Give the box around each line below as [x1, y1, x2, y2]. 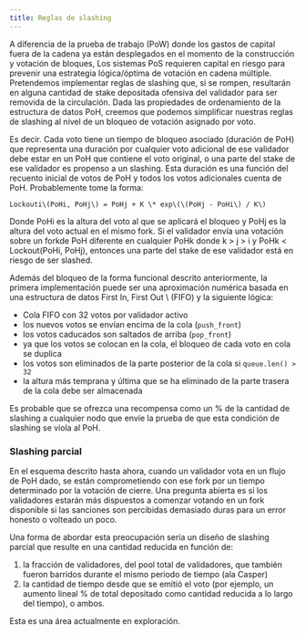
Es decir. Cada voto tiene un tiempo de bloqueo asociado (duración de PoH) [9, 133, 295, 144]
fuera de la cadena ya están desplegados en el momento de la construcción [9, 47, 295, 59]
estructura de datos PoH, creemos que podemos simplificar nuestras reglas [9, 106, 294, 117]
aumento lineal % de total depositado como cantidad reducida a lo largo [22, 587, 293, 598]
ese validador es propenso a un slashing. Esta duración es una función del [9, 162, 289, 173]
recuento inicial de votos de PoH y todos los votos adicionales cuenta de [9, 172, 282, 183]
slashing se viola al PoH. [9, 421, 101, 433]
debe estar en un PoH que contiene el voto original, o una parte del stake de [9, 152, 296, 164]
